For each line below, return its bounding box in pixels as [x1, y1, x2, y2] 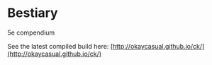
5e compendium [7, 28, 55, 37]
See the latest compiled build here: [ [7, 42, 113, 50]
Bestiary [7, 5, 58, 21]
